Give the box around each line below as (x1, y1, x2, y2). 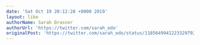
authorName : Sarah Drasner (6, 19, 73, 25)
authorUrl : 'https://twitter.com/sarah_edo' (6, 25, 118, 31)
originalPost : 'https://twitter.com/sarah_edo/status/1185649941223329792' (6, 30, 198, 36)
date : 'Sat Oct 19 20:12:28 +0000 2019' (6, 8, 108, 15)
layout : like (6, 14, 39, 20)
